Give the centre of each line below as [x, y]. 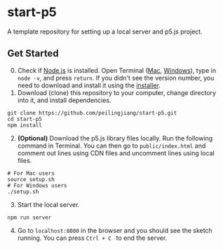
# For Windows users [38, 185]
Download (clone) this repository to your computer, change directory [116, 92]
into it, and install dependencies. [64, 100]
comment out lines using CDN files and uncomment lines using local [116, 153]
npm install [25, 125]
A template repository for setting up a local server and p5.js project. [105, 31]
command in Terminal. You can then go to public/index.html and [111, 145]
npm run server [29, 218]
